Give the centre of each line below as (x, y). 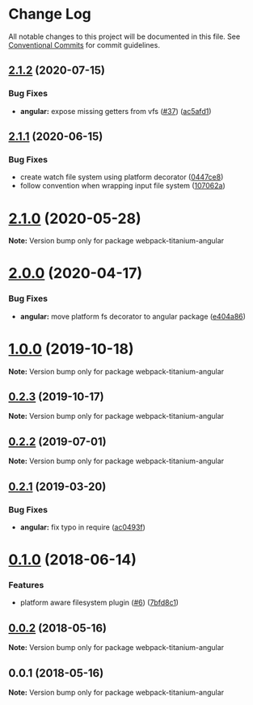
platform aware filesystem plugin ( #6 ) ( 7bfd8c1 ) (99, 602)
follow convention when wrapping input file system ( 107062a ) (123, 186)
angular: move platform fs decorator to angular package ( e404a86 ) (133, 316)
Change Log (50, 14)
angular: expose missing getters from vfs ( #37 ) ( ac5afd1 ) (116, 111)
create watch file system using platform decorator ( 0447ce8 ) (122, 177)
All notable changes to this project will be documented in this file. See (124, 36)
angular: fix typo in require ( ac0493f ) (82, 527)
